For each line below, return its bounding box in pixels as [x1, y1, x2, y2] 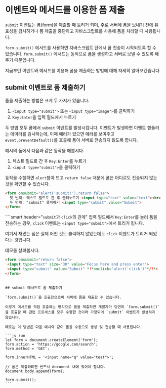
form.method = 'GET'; [5, 346, 50, 351]
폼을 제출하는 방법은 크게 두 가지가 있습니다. [5, 97, 90, 103]
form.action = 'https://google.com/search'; [5, 342, 98, 346]
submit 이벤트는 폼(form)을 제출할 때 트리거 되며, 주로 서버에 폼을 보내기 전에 [5, 22, 154, 28]
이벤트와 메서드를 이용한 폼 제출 [5, 4, 125, 16]
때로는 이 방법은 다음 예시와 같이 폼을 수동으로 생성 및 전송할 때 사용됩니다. [5, 324, 142, 329]
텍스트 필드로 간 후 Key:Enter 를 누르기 [12, 158, 86, 164]
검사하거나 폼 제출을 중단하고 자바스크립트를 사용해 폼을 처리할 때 [18, 28, 144, 34]
